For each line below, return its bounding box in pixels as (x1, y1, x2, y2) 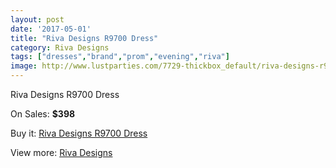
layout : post (10, 14, 65, 25)
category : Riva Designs (10, 42, 110, 53)
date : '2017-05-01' (10, 24, 92, 34)
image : (10, 61, 38, 71)
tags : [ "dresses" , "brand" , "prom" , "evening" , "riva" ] (10, 52, 230, 62)
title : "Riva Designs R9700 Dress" (10, 33, 159, 43)
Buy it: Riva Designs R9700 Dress (10, 127, 148, 139)
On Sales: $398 (10, 108, 76, 120)
